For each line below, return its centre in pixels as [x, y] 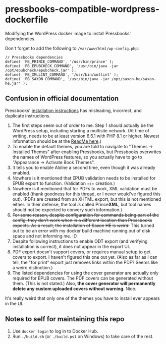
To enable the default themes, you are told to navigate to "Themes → [83, 146]
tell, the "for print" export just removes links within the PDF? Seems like [85, 262]
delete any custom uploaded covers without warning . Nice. [74, 288]
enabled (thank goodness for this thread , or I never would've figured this [86, 194]
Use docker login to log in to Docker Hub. [55, 331]
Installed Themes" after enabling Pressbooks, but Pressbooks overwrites [87, 152]
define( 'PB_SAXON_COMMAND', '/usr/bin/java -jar [57, 79]
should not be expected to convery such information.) [67, 210]
